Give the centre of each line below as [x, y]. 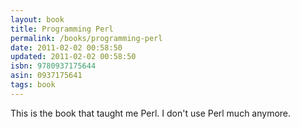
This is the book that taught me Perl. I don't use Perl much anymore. [151, 113]
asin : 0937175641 [46, 76]
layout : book [37, 19]
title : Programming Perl [62, 29]
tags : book [33, 85]
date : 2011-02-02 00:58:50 [66, 47]
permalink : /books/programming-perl [86, 38]
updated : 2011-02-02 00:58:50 [73, 57]
